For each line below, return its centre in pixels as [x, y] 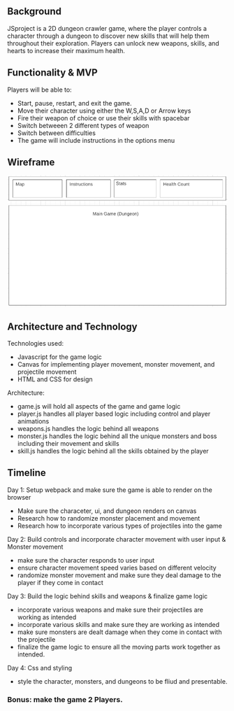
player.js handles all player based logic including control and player [114, 414]
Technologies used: [36, 343]
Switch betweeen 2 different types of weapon [83, 125]
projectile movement [47, 372]
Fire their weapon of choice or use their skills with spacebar [103, 118]
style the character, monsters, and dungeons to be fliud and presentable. [122, 681]
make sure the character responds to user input [86, 560]
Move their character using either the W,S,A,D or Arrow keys [104, 111]
